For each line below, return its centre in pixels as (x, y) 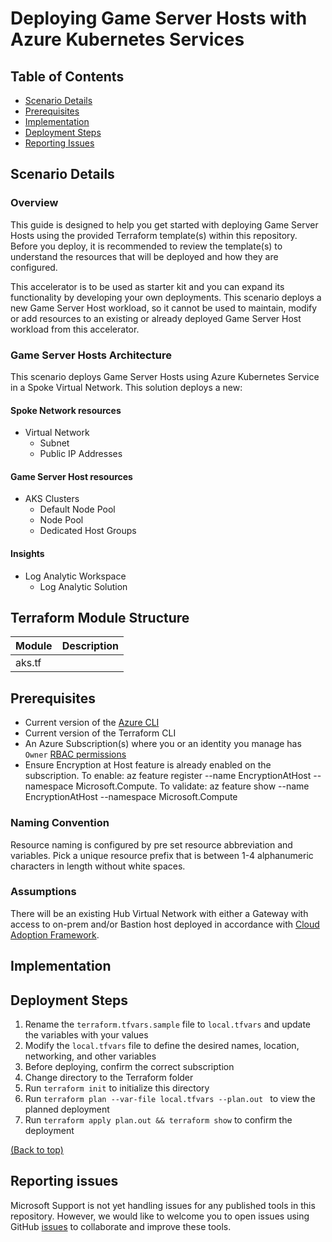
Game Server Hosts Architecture (91, 355)
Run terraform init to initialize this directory (117, 1088)
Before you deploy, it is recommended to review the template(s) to (146, 246)
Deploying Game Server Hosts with (159, 18)
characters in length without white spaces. (98, 866)
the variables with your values (86, 1035)
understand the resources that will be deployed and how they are (144, 256)
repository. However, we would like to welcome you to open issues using (160, 1216)
